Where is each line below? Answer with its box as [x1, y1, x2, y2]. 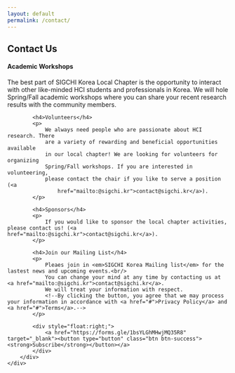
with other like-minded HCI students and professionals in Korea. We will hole [7, 86, 229, 94]
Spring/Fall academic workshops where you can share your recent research [7, 93, 227, 102]
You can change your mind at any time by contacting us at [44, 274, 221, 281]
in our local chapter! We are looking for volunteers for [44, 151, 218, 158]
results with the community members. [7, 100, 117, 109]
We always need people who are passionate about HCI [44, 126, 202, 133]
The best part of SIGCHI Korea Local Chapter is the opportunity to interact [7, 78, 222, 86]
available [7, 145, 36, 152]
